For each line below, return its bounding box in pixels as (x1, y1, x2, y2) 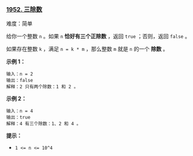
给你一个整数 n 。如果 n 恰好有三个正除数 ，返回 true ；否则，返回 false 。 (6, 33, 191, 40)
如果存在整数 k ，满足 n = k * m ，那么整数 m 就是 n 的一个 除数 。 (6, 45, 169, 53)
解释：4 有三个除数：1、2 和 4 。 (6, 121, 81, 127)
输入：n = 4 (6, 108, 33, 114)
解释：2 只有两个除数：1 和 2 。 (6, 84, 79, 90)
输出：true (6, 115, 31, 121)
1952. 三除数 (6, 5, 43, 13)
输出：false (6, 78, 33, 84)
